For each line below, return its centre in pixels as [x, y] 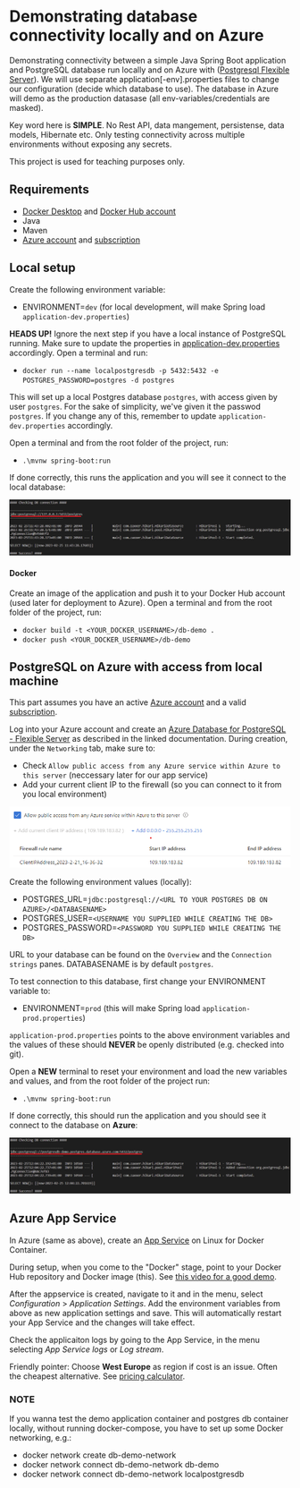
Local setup [42, 268]
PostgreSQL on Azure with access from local [136, 667]
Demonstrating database [104, 17]
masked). [26, 107]
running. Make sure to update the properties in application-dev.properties [145, 343]
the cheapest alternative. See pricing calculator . [97, 1376]
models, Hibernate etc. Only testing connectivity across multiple [127, 134]
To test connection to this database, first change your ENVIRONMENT [137, 981]
